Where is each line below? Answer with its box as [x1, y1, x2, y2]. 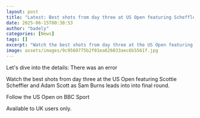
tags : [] [6, 36, 28, 42]
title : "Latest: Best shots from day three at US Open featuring [6, 14, 171, 20]
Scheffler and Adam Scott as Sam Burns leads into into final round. [6, 82, 170, 89]
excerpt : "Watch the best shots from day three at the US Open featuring [6, 42, 193, 48]
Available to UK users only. [6, 105, 72, 112]
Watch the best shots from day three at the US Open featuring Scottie [6, 75, 177, 82]
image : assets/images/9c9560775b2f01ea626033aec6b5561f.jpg [6, 48, 159, 54]
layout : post [6, 8, 39, 15]
